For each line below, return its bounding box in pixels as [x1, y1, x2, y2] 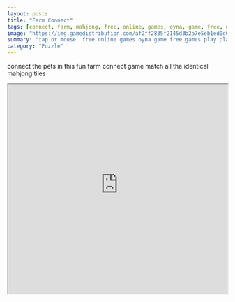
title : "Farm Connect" [7, 17, 73, 24]
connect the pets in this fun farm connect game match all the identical [7, 62, 209, 70]
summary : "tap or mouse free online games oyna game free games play [7, 36, 217, 43]
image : [7, 29, 26, 37]
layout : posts [7, 10, 49, 17]
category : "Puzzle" [7, 43, 64, 50]
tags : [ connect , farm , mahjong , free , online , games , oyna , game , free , [7, 23, 223, 30]
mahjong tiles [7, 69, 46, 78]
